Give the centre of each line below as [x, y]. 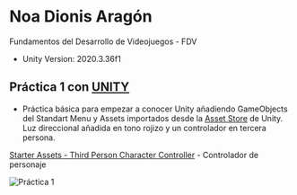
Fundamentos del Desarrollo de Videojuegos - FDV [103, 41]
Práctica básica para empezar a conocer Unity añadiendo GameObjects [155, 109]
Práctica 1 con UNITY [70, 87]
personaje [28, 164]
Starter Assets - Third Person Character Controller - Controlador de [134, 155]
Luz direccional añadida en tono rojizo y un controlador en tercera [144, 128]
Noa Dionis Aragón [81, 17]
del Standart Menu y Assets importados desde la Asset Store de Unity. [153, 118]
